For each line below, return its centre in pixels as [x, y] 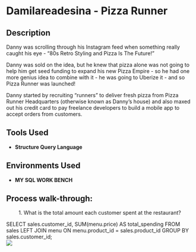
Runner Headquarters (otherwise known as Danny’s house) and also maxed [99, 101]
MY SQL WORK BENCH [44, 180]
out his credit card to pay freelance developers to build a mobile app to [93, 108]
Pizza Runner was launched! [41, 84]
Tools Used [27, 133]
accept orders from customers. [44, 114]
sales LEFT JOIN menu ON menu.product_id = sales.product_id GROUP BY [97, 231]
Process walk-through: [50, 199]
